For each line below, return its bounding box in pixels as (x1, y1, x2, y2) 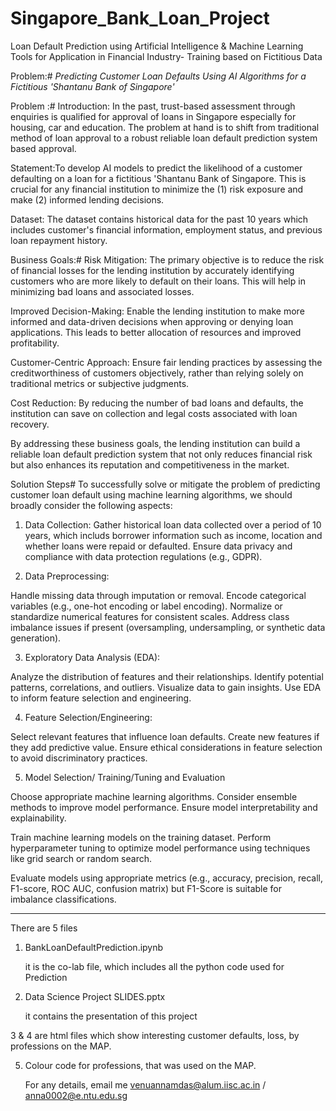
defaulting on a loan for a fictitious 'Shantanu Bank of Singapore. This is (10, 172, 307, 184)
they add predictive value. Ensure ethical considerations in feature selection (10, 741, 323, 753)
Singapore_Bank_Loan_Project (10, 7, 270, 30)
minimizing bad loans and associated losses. (10, 285, 195, 297)
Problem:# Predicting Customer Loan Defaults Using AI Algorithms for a (10, 70, 307, 82)
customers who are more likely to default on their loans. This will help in (10, 275, 306, 287)
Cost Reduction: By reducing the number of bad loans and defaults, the (10, 397, 304, 409)
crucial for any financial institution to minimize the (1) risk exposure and (10, 183, 304, 195)
